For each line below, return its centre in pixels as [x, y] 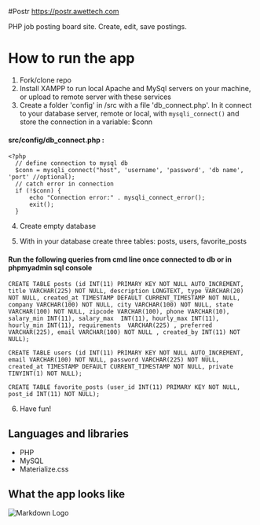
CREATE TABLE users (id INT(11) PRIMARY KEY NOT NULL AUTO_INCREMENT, [126, 353]
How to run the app [71, 59]
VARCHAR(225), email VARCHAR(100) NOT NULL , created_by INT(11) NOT [125, 332]
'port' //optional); [42, 177]
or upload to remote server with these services [95, 97]
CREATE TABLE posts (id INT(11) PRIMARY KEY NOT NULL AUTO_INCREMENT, [126, 285]
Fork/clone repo [46, 80]
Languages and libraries [69, 433]
